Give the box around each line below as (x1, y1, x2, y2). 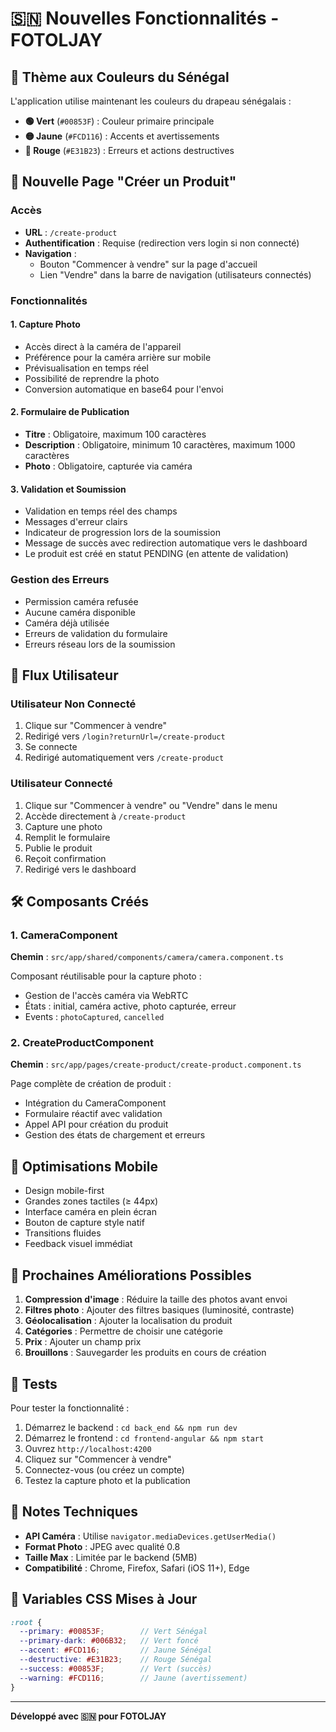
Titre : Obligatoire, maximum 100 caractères (24, 428, 207, 441)
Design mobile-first (24, 1185, 105, 1197)
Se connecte (24, 741, 78, 753)
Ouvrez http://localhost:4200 (24, 1442, 152, 1454)
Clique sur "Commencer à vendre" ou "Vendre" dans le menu (24, 799, 278, 811)
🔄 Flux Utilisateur (10, 667, 119, 684)
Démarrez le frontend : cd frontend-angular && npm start (24, 1432, 265, 1444)
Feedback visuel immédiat (24, 1238, 133, 1250)
